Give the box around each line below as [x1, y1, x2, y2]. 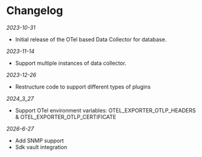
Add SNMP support [15, 137, 64, 144]
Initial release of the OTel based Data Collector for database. [15, 35, 167, 43]
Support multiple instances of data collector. [15, 59, 127, 67]
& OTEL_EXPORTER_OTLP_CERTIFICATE [15, 113, 117, 120]
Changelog [6, 4, 63, 18]
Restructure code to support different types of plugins [15, 83, 151, 90]
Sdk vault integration [15, 143, 68, 150]
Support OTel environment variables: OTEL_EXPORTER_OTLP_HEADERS [15, 106, 196, 114]
